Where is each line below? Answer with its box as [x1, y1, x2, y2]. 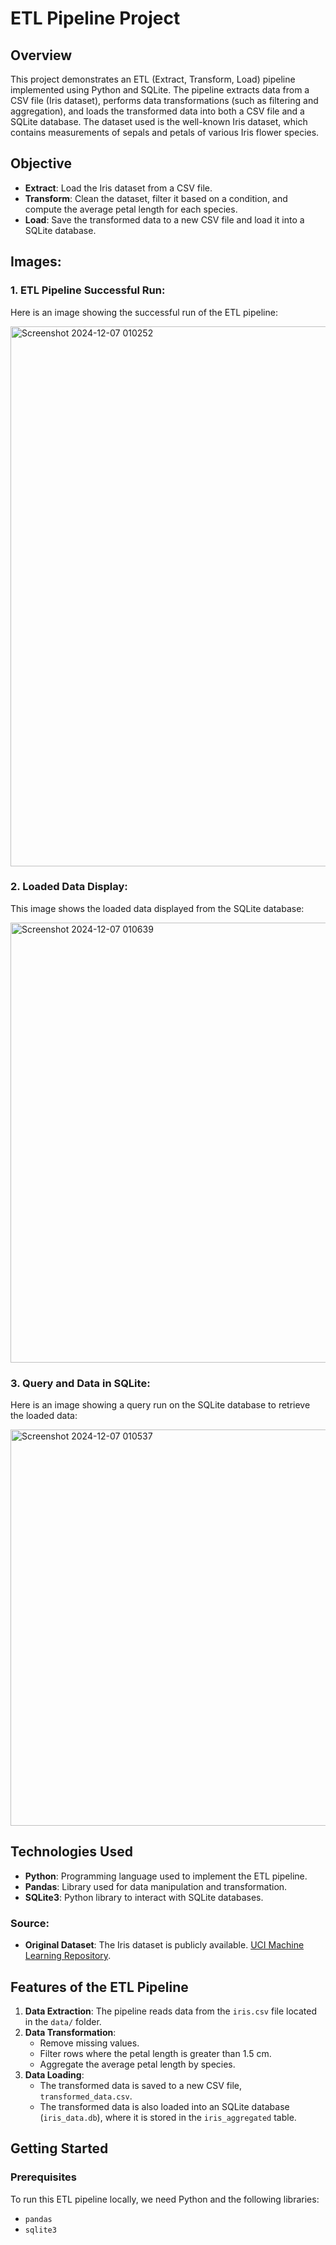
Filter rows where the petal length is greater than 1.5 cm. [39, 2048, 272, 2060]
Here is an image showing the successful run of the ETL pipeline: [10, 306, 278, 318]
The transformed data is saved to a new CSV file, [39, 2080, 242, 2092]
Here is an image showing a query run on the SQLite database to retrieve [10, 1399, 311, 1411]
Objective [10, 155, 73, 172]
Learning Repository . [24, 1950, 112, 1962]
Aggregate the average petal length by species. [39, 2058, 236, 2071]
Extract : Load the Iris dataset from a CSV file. [24, 182, 213, 194]
